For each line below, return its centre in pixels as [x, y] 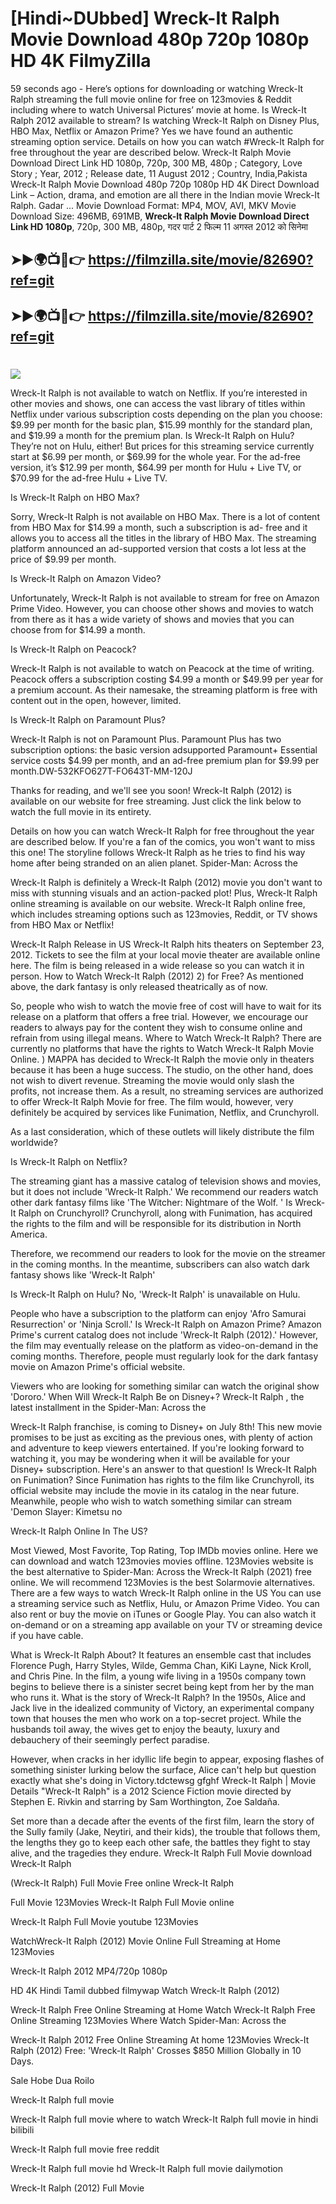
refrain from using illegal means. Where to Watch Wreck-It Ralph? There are [166, 1038]
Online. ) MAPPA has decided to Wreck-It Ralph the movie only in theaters [162, 1059]
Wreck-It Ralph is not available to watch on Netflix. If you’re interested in [159, 393]
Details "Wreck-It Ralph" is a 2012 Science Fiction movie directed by [151, 1791]
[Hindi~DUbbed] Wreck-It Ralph [145, 18]
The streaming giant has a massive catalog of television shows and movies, [166, 1181]
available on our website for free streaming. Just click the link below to [156, 801]
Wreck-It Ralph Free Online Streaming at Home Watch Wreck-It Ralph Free [163, 2009]
